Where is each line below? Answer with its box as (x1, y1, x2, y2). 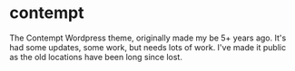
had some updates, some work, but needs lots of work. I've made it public (9, 41, 287, 52)
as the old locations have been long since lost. (9, 51, 183, 62)
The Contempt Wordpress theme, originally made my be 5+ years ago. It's (9, 32, 287, 43)
